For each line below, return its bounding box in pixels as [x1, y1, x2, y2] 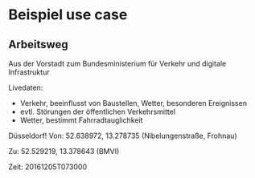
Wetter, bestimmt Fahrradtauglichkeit [19, 115, 143, 125]
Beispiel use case [8, 6, 128, 24]
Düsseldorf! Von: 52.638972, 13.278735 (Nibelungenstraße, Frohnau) [8, 131, 237, 140]
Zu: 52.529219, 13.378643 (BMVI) [8, 147, 120, 156]
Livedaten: [8, 83, 43, 92]
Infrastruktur [8, 67, 50, 77]
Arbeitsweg [8, 38, 68, 51]
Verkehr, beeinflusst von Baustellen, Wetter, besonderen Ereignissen [19, 99, 248, 107]
